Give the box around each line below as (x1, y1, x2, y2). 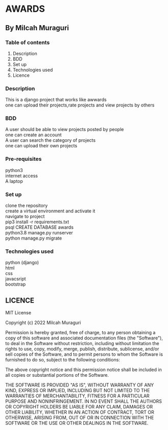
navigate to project (5, 213, 45, 220)
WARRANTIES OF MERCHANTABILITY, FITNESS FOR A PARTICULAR (5, 393, 150, 399)
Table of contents (5, 39, 50, 46)
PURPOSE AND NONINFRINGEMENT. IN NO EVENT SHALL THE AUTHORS (5, 398, 162, 404)
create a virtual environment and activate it (5, 208, 95, 214)
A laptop (5, 178, 23, 184)
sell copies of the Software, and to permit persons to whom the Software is (5, 351, 163, 357)
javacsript (5, 276, 27, 282)
